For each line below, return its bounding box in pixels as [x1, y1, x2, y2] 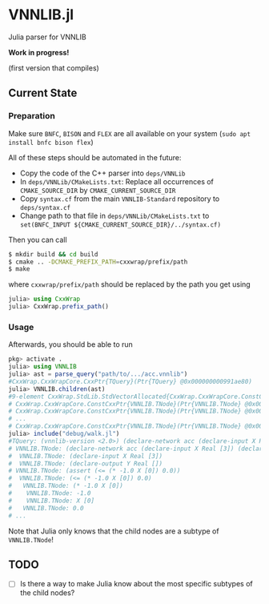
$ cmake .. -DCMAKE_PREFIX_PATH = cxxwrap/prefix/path [8, 258, 188, 266]
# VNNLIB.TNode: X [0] [8, 497, 94, 505]
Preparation [8, 111, 56, 122]
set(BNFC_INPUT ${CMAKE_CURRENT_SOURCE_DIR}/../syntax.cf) [19, 220, 222, 229]
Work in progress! [8, 47, 70, 57]
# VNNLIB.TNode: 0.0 [8, 504, 84, 512]
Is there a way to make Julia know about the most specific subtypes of [19, 579, 254, 589]
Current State [8, 87, 78, 100]
